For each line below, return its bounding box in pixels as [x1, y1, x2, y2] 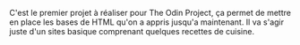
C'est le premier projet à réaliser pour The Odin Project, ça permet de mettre [9, 8, 291, 18]
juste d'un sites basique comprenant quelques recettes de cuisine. [9, 26, 255, 36]
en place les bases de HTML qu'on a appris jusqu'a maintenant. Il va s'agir [9, 17, 285, 27]
